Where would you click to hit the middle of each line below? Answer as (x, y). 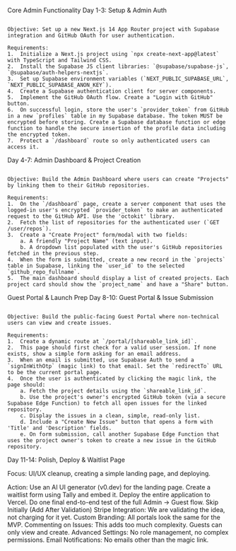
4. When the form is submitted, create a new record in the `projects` (117, 260)
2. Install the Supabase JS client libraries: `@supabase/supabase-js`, (118, 66)
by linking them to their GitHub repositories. (79, 185)
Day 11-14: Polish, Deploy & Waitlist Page (66, 460)
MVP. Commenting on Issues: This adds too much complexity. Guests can (115, 525)
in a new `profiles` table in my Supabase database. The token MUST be (115, 116)
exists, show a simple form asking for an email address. (94, 354)
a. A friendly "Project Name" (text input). (87, 241)
